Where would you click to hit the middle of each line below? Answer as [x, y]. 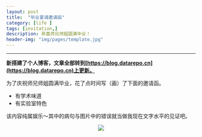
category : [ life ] [29, 23]
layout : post [23, 12]
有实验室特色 [31, 103]
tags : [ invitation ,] [32, 28]
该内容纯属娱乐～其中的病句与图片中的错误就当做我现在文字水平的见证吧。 [98, 116]
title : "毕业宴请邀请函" [35, 17]
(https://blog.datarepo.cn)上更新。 [50, 70]
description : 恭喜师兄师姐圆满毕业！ [48, 34]
